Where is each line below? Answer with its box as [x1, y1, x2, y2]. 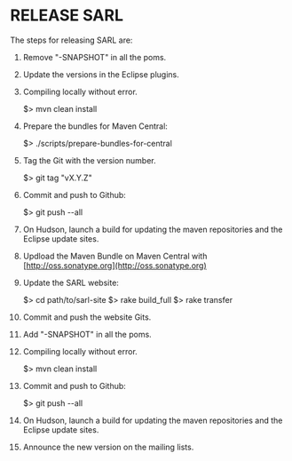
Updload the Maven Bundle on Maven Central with [22, 250, 208, 261]
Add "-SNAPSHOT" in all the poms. [22, 329, 152, 339]
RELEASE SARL [10, 5, 123, 26]
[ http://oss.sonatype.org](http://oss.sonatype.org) [22, 259, 207, 271]
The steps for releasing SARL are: [10, 35, 133, 45]
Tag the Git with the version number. [22, 155, 156, 165]
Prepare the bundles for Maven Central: [22, 121, 168, 131]
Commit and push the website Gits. [22, 312, 152, 322]
